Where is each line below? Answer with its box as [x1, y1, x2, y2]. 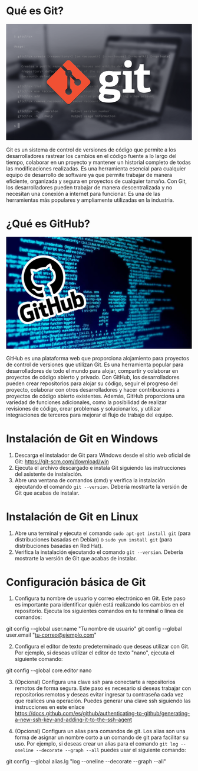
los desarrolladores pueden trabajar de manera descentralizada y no [6, 183, 173, 191]
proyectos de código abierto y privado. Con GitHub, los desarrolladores [6, 373, 180, 380]
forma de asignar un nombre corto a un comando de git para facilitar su [14, 734, 189, 741]
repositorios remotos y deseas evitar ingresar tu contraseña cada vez [14, 691, 184, 698]
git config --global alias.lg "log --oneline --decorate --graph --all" [6, 758, 167, 765]
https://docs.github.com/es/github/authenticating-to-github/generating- [14, 710, 190, 717]
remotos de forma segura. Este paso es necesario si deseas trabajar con [14, 685, 192, 692]
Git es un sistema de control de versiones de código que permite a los [6, 146, 176, 153]
